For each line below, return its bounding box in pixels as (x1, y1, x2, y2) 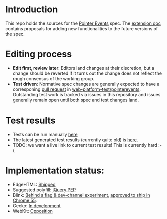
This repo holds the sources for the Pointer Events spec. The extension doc (5, 20, 161, 26)
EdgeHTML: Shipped (12, 181, 56, 187)
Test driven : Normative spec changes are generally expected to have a (12, 81, 160, 87)
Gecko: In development (12, 202, 61, 209)
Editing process (5, 49, 72, 60)
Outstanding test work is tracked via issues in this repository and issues (12, 91, 161, 97)
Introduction (5, 4, 58, 15)
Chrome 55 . (12, 197, 37, 203)
